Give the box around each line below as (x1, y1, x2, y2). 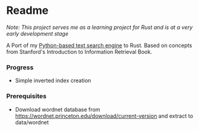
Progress (6, 63, 34, 71)
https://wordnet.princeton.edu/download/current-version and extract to (15, 112, 194, 120)
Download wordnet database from (15, 106, 101, 113)
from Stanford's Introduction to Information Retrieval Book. (6, 48, 152, 55)
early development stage (6, 30, 69, 37)
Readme (6, 4, 49, 18)
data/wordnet (15, 118, 50, 126)
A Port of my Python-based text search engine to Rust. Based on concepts (6, 42, 192, 49)
